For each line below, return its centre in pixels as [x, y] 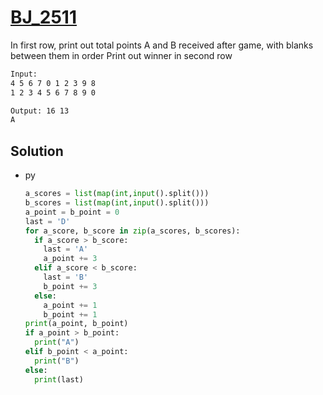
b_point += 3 [70, 286]
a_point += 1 [70, 305]
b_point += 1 [70, 314]
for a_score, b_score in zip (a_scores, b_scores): [132, 231]
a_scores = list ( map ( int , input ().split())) [117, 194]
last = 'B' [66, 277]
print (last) [59, 379]
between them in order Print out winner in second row [121, 55]
